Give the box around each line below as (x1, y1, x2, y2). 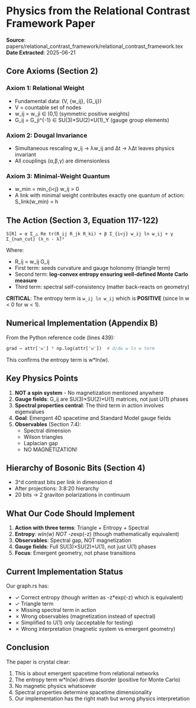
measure (14, 277, 37, 284)
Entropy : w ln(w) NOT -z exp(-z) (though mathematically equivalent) (14, 531, 179, 538)
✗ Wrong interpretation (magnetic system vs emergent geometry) (14, 625, 176, 632)
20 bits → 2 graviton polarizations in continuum (14, 491, 130, 499)
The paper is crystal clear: (6, 658, 70, 665)
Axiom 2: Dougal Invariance (6, 131, 88, 139)
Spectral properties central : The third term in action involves (14, 401, 164, 409)
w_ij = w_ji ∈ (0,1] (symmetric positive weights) (14, 110, 130, 117)
